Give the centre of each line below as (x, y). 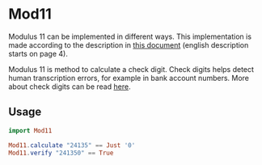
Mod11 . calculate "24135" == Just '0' (72, 145)
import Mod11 (30, 130)
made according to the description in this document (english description (129, 44)
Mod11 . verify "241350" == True (61, 153)
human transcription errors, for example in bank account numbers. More (129, 78)
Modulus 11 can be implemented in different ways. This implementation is (130, 36)
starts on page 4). (38, 53)
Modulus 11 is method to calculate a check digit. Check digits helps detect (131, 69)
